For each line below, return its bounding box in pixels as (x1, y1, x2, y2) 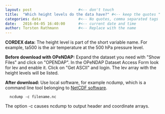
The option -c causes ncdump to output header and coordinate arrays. (5, 103, 150, 109)
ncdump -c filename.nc (9, 95, 56, 100)
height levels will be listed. (5, 70, 59, 76)
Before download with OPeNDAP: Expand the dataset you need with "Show (5, 54, 161, 60)
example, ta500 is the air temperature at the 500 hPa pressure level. (5, 45, 144, 51)
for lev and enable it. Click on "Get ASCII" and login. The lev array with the (5, 65, 157, 71)
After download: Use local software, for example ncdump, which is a (5, 80, 146, 86)
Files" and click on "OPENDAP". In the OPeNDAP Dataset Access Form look (5, 59, 159, 65)
